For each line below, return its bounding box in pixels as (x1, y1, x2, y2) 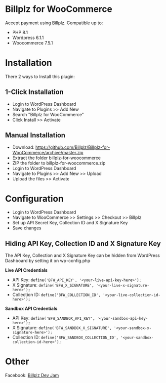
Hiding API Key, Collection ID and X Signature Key (5, 239, 161, 248)
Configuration (5, 193, 64, 204)
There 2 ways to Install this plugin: (5, 73, 75, 80)
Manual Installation (5, 131, 66, 139)
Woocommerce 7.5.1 (12, 40, 53, 45)
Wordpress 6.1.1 (12, 35, 44, 41)
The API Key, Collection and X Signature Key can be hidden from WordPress (5, 253, 160, 258)
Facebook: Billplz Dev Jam (5, 372, 59, 379)
